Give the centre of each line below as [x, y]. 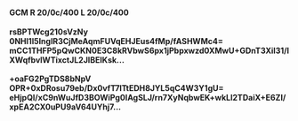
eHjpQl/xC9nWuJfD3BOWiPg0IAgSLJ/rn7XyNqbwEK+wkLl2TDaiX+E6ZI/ [148, 98]
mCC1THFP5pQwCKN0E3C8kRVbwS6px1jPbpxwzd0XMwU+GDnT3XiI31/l [149, 51]
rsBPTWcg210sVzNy [49, 32]
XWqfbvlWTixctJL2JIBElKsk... [67, 60]
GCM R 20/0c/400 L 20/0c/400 [69, 12]
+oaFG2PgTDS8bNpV [50, 79]
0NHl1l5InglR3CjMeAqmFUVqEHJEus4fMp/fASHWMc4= [117, 42]
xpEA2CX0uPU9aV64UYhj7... [65, 107]
